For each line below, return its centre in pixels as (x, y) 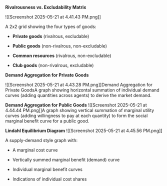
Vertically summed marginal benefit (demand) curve (66, 160)
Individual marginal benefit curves (47, 169)
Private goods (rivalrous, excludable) (51, 36)
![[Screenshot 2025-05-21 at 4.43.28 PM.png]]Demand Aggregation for (79, 85)
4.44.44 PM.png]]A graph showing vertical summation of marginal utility (80, 110)
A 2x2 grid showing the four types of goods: (51, 26)
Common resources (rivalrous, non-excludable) (62, 55)
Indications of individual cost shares (49, 179)
